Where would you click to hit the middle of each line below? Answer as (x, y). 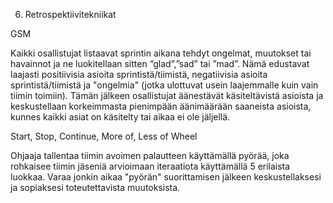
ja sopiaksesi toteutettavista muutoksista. (95, 187)
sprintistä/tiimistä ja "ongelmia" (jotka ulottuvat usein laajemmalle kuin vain (164, 85)
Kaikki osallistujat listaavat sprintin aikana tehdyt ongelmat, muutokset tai (161, 53)
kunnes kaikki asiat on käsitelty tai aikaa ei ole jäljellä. (120, 117)
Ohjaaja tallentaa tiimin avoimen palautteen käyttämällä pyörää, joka (150, 155)
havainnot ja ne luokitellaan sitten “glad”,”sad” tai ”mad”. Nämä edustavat (160, 63)
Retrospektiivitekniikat (70, 14)
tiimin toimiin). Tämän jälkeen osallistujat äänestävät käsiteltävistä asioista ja (167, 95)
